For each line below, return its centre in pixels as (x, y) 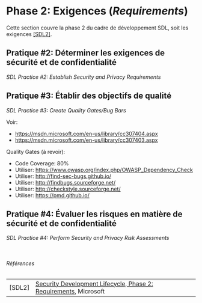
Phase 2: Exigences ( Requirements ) (97, 11)
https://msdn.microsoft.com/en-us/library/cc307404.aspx (86, 133)
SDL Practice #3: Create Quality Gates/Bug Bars (66, 110)
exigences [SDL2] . (29, 34)
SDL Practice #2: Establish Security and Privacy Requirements (84, 77)
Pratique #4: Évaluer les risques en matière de (94, 214)
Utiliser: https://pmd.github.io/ (52, 195)
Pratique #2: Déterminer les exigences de (86, 53)
